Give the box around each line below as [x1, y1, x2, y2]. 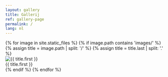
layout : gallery [5, 7, 40, 13]
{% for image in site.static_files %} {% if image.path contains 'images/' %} [5, 40, 161, 46]
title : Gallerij [5, 12, 40, 17]
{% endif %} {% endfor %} [5, 66, 62, 73]
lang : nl [5, 26, 24, 31]
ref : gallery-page [5, 17, 44, 22]
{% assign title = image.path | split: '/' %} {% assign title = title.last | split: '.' [5, 45, 163, 51]
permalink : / [5, 21, 33, 27]
